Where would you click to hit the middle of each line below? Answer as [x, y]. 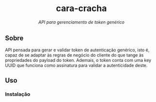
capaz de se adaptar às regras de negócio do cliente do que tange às [74, 55]
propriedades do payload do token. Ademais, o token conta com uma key [78, 60]
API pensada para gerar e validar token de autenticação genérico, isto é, [77, 50]
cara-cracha [81, 8]
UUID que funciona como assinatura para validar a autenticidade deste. [76, 65]
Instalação [18, 94]
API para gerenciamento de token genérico [81, 22]
